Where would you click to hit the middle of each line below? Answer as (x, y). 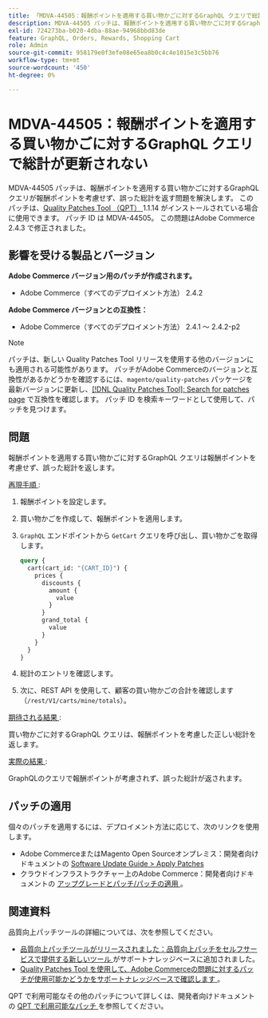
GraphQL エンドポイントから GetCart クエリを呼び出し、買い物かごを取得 (138, 535)
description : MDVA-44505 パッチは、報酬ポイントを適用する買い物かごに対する (126, 23)
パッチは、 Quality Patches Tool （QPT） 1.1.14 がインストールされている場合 (133, 208)
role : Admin (28, 46)
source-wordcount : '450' (49, 68)
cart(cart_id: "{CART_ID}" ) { (77, 568)
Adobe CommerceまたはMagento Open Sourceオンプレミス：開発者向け (139, 854)
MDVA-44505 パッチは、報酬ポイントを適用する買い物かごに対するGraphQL (134, 188)
